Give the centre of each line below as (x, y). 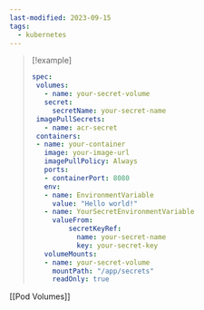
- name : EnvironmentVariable (99, 195)
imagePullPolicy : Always (91, 161)
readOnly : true (81, 279)
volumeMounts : (71, 254)
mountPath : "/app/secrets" (103, 271)
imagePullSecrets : (71, 119)
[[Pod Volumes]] (40, 296)
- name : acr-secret (81, 128)
